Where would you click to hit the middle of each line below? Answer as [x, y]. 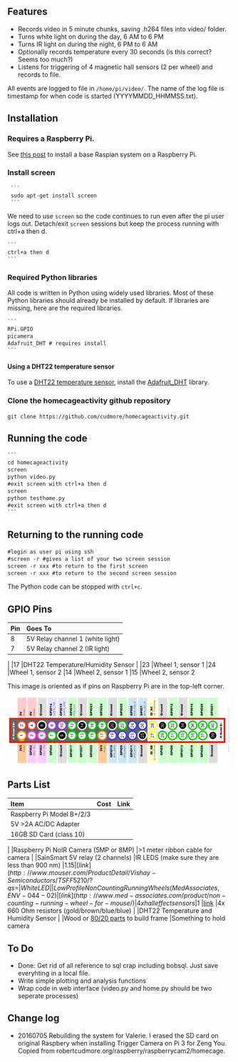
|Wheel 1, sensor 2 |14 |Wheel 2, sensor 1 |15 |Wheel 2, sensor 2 [101, 672]
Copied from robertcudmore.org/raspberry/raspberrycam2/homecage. [121, 1051]
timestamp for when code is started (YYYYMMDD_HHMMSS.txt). [103, 96]
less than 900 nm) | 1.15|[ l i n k [48, 865]
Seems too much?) [45, 59]
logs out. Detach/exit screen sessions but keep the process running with [113, 224]
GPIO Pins [30, 609]
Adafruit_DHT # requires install [57, 344]
